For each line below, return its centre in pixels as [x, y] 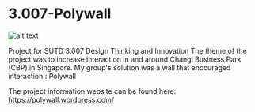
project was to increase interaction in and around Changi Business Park [125, 59]
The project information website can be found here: [92, 91]
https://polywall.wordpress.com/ [61, 99]
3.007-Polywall [60, 14]
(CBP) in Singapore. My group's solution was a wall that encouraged [120, 67]
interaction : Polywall [42, 76]
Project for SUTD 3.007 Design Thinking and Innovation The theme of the [127, 50]
